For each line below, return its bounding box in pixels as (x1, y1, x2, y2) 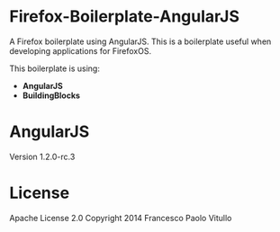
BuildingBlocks (22, 90, 81, 101)
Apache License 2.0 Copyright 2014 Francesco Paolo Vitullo (9, 212, 232, 223)
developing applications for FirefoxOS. (9, 45, 151, 56)
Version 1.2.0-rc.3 (9, 151, 76, 162)
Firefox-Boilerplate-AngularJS (9, 6, 240, 27)
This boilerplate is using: (9, 63, 101, 74)
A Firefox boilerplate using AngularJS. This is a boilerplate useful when (9, 36, 272, 47)
